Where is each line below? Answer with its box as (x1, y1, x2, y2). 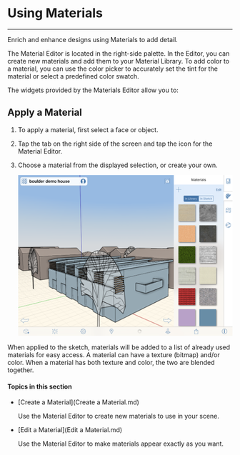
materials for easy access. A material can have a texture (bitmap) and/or (7, 351, 220, 359)
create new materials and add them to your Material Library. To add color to (7, 56, 230, 65)
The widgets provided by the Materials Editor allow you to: (7, 86, 179, 94)
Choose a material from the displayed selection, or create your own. (17, 161, 218, 169)
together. (7, 366, 34, 374)
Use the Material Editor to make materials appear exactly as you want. (17, 439, 224, 448)
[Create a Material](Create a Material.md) (17, 398, 139, 406)
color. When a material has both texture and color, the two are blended (7, 359, 216, 367)
